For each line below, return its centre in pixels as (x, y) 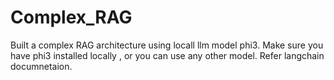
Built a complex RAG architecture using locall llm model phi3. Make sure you (167, 45)
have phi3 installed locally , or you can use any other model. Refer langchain (167, 55)
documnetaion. (41, 66)
